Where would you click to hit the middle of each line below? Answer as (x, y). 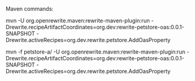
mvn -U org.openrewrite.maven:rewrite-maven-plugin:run (78, 20)
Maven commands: (30, 9)
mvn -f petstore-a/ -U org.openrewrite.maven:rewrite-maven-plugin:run (96, 52)
